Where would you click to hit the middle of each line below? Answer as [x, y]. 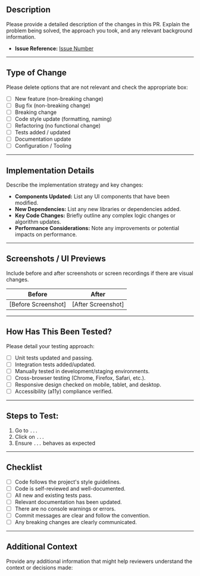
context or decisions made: [40, 567]
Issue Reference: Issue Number [54, 48]
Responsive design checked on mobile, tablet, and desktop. [88, 385]
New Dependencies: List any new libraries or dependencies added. [98, 209]
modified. [26, 203]
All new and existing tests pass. [53, 495]
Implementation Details [50, 170]
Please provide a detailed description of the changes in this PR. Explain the [98, 24]
